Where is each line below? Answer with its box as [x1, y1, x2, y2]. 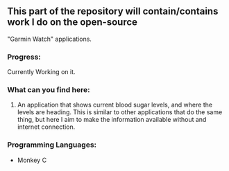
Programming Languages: [7, 140, 97, 150]
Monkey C [17, 156, 47, 164]
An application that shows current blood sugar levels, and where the [17, 100, 213, 109]
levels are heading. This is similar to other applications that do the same [17, 108, 223, 116]
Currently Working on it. [7, 68, 76, 76]
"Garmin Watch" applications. [7, 35, 92, 43]
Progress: [7, 52, 42, 62]
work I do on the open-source [7, 17, 137, 28]
